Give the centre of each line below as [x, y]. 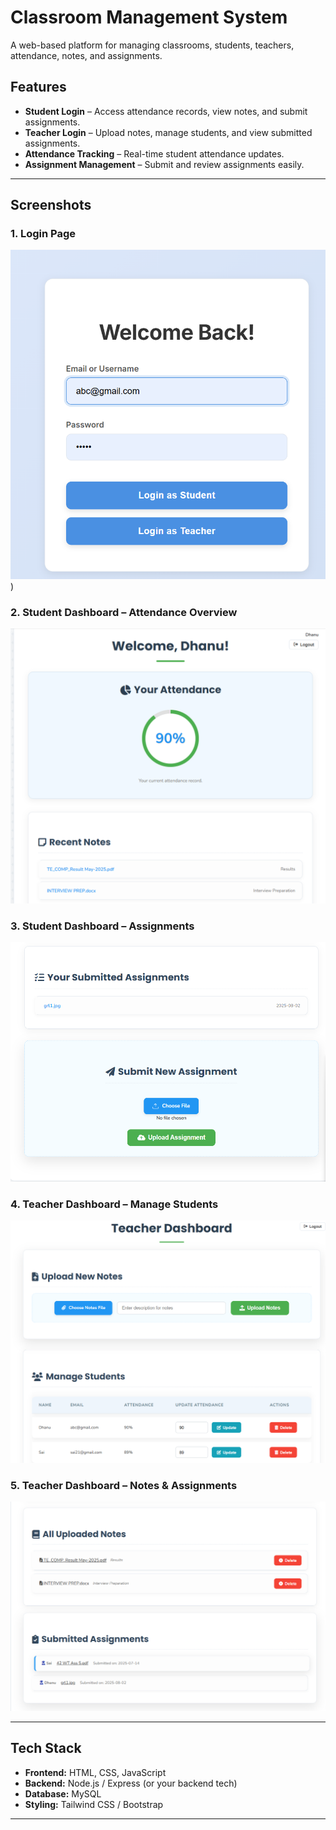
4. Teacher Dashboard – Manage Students [114, 1204]
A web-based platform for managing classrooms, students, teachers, [152, 45]
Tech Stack [46, 1748]
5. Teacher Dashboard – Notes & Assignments [124, 1485]
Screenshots [51, 205]
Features [38, 87]
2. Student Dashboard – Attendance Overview [124, 612]
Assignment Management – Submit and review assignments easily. [164, 164]
